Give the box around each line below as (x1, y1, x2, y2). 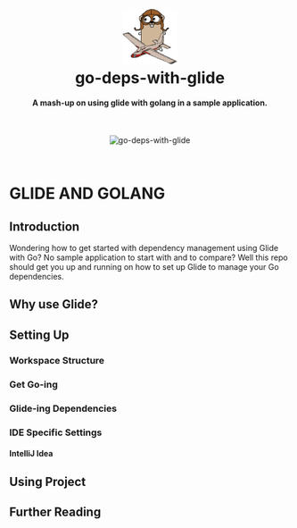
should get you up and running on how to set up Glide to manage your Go (9, 262, 279, 272)
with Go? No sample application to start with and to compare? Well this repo (9, 252, 288, 263)
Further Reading (9, 504, 102, 519)
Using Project (9, 474, 87, 490)
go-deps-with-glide (74, 67, 226, 88)
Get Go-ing (9, 378, 58, 390)
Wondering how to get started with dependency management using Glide (9, 243, 279, 254)
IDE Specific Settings (9, 426, 103, 439)
